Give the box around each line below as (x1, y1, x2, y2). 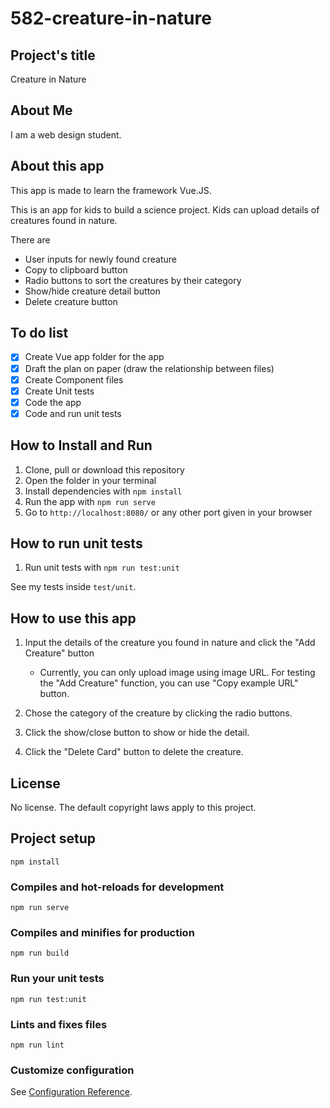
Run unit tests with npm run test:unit (24, 562, 180, 574)
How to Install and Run (10, 437, 153, 454)
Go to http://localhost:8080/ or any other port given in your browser (24, 506, 313, 518)
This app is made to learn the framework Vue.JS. (10, 184, 212, 196)
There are (10, 233, 51, 246)
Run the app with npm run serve (24, 495, 156, 507)
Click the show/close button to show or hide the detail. (24, 727, 250, 739)
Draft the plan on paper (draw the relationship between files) (24, 362, 275, 374)
